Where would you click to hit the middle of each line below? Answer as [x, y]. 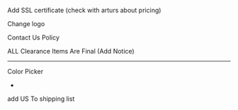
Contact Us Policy [34, 37]
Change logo [26, 24]
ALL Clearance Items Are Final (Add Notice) [71, 51]
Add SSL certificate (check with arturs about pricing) [84, 10]
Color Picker [25, 71]
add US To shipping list [41, 99]
